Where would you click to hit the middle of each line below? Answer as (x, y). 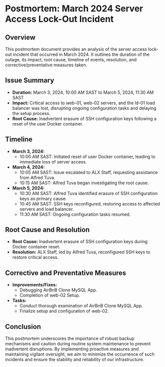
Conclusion (23, 326)
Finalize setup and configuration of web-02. (64, 311)
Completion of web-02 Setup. (50, 295)
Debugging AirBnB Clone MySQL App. (58, 290)
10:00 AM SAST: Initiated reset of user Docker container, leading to (87, 157)
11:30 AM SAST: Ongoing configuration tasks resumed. (75, 214)
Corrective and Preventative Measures (66, 273)
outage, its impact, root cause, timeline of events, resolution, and (71, 60)
